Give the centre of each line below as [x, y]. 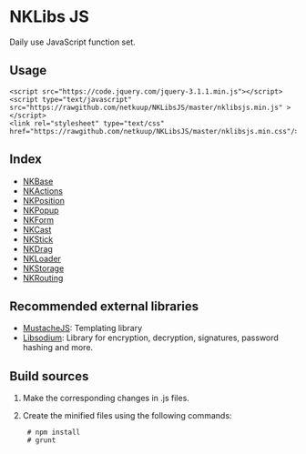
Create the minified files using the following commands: [127, 416]
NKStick [38, 239]
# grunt [41, 440]
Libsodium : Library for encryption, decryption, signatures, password [151, 338]
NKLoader [42, 258]
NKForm [38, 219]
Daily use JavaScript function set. [73, 42]
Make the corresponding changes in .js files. [106, 399]
